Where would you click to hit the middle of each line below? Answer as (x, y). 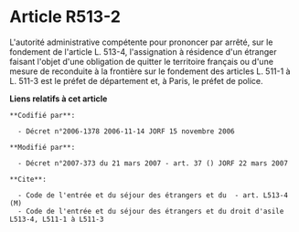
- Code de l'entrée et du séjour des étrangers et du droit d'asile (151, 211)
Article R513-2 (65, 17)
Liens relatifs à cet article (59, 99)
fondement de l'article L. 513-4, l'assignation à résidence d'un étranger (143, 51)
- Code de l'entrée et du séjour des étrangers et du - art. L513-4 (153, 195)
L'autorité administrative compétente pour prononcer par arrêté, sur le (141, 42)
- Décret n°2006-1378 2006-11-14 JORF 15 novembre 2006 (126, 131)
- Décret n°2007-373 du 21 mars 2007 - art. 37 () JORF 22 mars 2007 (153, 163)
